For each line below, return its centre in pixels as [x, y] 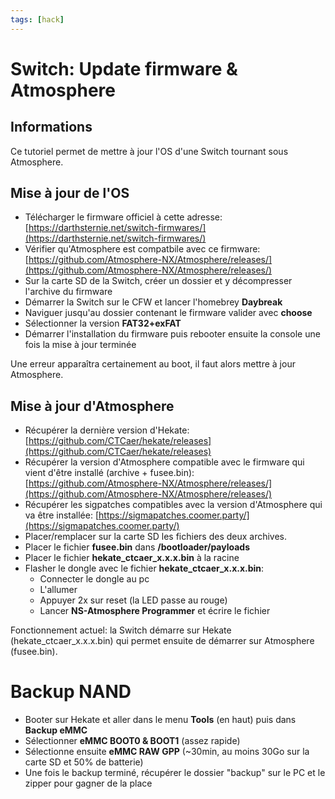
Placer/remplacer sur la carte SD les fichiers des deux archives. [156, 537]
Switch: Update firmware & [124, 68]
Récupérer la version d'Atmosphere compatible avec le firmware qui [164, 462]
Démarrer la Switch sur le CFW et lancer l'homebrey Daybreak [153, 302]
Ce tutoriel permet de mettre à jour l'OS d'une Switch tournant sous [149, 151]
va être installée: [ [62, 515]
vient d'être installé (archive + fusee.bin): [109, 473]
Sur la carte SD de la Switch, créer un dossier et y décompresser [158, 281]
